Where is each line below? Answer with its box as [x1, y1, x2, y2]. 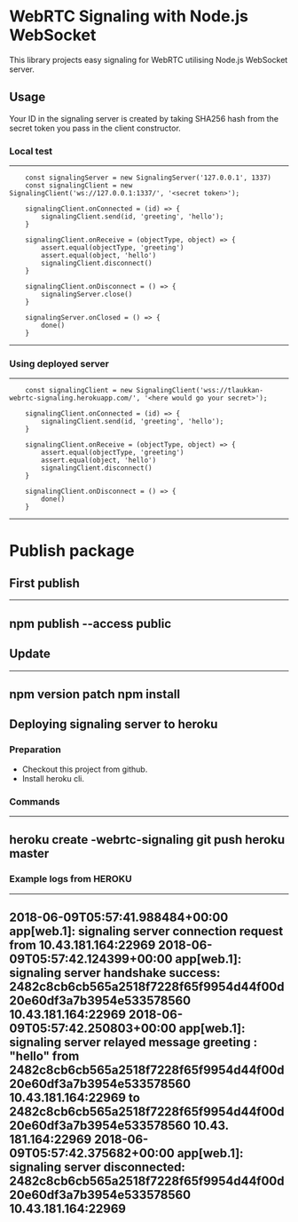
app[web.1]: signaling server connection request [9, 924, 284, 939]
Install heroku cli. [21, 773, 85, 783]
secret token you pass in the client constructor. [9, 123, 182, 133]
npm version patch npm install [9, 686, 180, 702]
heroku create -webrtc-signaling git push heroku [9, 832, 286, 847]
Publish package [9, 540, 135, 560]
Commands [9, 795, 60, 807]
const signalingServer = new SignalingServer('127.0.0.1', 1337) [25, 173, 272, 183]
